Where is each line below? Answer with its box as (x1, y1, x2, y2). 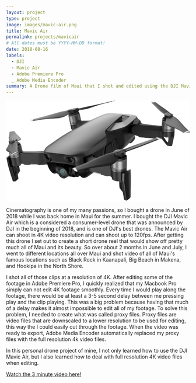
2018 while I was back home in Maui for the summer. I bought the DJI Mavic (6, 213, 188, 220)
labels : (6, 53, 25, 58)
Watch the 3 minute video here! (6, 371, 82, 378)
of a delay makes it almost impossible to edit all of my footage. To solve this (6, 304, 188, 312)
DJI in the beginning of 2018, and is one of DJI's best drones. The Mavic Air (6, 225, 188, 232)
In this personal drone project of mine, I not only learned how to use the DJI (6, 347, 188, 354)
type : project (6, 15, 41, 22)
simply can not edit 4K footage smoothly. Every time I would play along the (6, 286, 186, 293)
